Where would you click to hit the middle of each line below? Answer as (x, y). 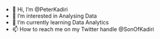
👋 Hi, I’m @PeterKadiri (40, 9)
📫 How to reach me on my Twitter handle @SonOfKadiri (83, 29)
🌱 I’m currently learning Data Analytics (60, 22)
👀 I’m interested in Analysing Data (54, 16)
